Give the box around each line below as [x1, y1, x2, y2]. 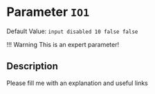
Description [6, 60, 58, 73]
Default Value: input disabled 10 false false [6, 27, 138, 35]
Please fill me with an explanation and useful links [6, 79, 148, 87]
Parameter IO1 [6, 4, 90, 20]
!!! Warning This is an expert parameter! [6, 40, 119, 48]
